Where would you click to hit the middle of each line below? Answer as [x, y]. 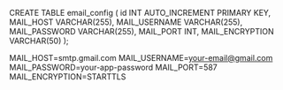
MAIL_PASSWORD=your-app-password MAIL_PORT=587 [114, 67]
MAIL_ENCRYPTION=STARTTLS [68, 77]
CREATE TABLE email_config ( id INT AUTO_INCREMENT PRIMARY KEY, [140, 13]
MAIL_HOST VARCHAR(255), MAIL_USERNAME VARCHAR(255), [126, 22]
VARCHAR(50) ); [39, 41]
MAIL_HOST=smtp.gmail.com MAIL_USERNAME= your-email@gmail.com [141, 58]
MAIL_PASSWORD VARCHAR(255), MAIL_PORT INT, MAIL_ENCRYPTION [141, 31]
